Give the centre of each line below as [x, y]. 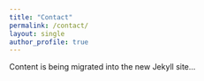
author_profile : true [49, 42]
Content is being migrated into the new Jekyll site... [102, 67]
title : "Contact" [41, 17]
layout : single [37, 33]
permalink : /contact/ [49, 26]
